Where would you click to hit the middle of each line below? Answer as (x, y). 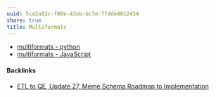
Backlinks (21, 70)
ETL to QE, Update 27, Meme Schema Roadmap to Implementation (113, 86)
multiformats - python (48, 47)
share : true (24, 20)
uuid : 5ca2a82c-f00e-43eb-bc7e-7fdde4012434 (73, 14)
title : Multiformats (37, 27)
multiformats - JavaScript (54, 54)
